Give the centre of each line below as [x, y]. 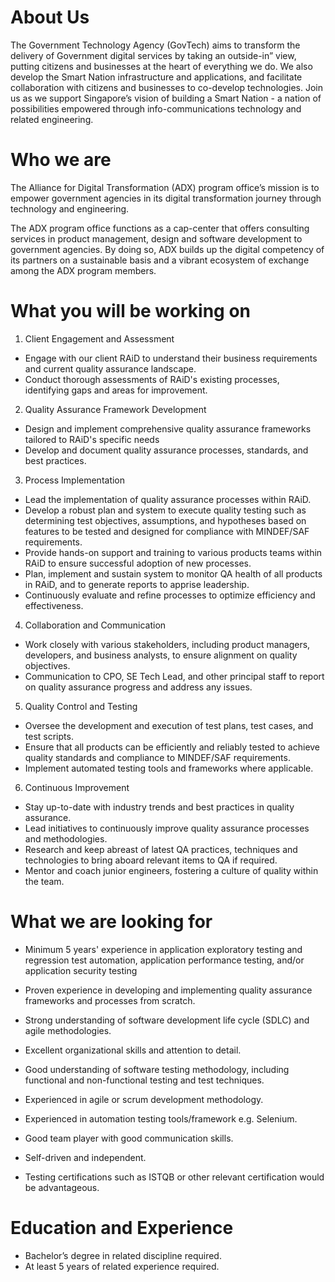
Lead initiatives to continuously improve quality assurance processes [167, 828]
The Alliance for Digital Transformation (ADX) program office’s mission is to [165, 187]
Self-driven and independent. [85, 1157]
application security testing [81, 970]
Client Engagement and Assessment [99, 338]
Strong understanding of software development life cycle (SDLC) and [167, 1020]
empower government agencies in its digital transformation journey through [166, 198]
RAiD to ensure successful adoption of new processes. [138, 563]
